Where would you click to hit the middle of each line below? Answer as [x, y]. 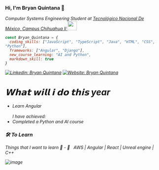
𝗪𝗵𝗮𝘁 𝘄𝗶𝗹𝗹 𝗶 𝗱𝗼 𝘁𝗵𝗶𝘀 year [58, 92]
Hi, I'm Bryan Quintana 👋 [35, 8]
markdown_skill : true [32, 59]
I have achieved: [29, 116]
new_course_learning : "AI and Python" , [50, 55]
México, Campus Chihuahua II [36, 28]
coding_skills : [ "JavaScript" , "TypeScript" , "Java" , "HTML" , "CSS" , [82, 42]
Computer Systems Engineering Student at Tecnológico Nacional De [75, 19]
